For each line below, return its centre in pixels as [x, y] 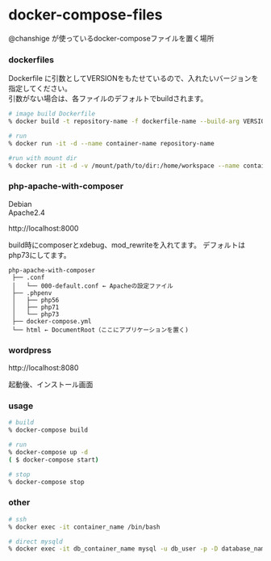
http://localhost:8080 [44, 368]
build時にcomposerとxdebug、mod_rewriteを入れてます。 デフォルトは [127, 245]
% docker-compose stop [46, 482]
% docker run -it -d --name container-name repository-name [112, 143]
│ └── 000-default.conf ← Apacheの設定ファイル [92, 286]
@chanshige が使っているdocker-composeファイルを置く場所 [111, 38]
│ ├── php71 [35, 307]
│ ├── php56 [35, 300]
